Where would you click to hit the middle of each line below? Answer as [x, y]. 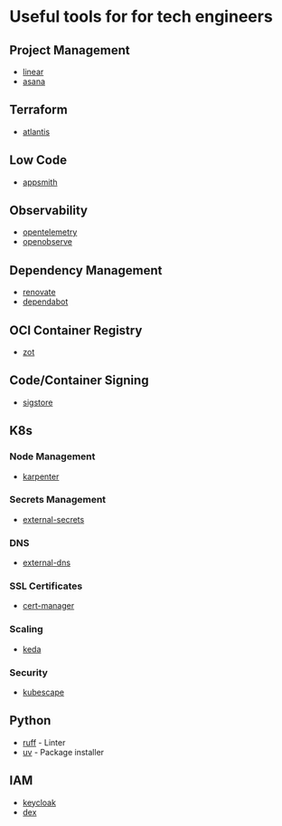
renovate [39, 293]
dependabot [45, 302]
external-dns [46, 562]
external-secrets [53, 519]
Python [30, 720]
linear [33, 72]
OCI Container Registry [76, 330]
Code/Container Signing [79, 381]
